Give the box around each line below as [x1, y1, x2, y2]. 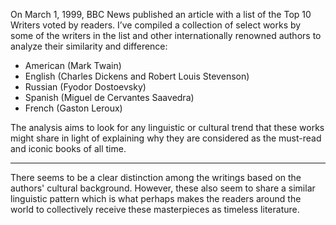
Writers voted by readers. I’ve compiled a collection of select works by [10, 19, 302, 31]
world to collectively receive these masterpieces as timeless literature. [10, 204, 300, 215]
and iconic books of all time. [10, 143, 127, 154]
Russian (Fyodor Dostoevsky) [24, 81, 147, 93]
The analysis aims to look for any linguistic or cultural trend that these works [10, 122, 325, 133]
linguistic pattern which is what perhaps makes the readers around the [10, 193, 302, 204]
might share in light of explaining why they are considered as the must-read [10, 132, 322, 144]
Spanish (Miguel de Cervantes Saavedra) [24, 92, 195, 103]
